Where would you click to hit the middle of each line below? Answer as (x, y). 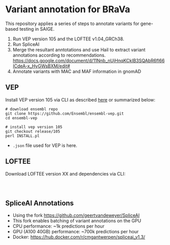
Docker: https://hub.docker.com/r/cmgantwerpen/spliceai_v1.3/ (79, 237)
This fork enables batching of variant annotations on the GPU (77, 221)
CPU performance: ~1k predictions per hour (59, 226)
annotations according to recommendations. (59, 55)
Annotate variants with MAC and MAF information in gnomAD (77, 71)
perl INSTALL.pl (22, 136)
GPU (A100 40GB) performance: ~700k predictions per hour (76, 232)
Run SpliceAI (26, 44)
